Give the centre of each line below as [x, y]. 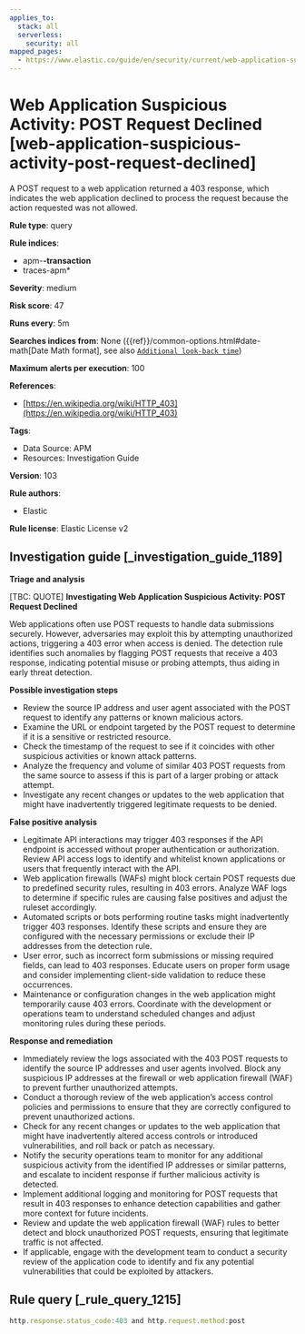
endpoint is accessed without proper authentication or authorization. [151, 849]
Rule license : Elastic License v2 [69, 528]
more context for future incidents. [85, 1213]
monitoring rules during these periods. [94, 1023]
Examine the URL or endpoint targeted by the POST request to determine [159, 727]
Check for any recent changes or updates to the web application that [151, 1126]
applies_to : [32, 18]
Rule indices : [34, 243]
